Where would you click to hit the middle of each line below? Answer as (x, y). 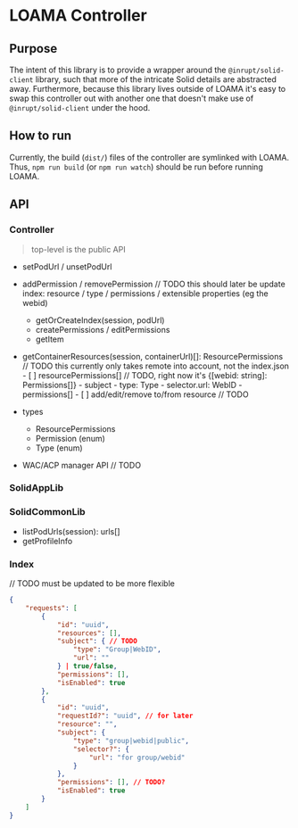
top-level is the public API (79, 249)
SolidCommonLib (48, 512)
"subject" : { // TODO (97, 642)
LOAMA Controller (78, 16)
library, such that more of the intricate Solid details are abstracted (156, 79)
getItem (50, 339)
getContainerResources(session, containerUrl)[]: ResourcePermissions (153, 356)
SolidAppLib (37, 488)
